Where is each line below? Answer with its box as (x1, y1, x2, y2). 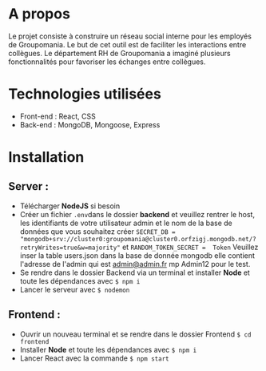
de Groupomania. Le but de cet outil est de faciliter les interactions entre (8, 39, 247, 49)
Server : (8, 179, 50, 193)
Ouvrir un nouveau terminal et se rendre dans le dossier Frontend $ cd (19, 329, 252, 339)
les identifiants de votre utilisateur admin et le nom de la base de (19, 218, 233, 228)
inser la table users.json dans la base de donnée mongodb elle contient (19, 250, 256, 260)
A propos (8, 5, 70, 23)
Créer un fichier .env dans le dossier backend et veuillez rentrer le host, (19, 209, 256, 219)
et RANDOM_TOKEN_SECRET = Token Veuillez (122, 242, 259, 252)
